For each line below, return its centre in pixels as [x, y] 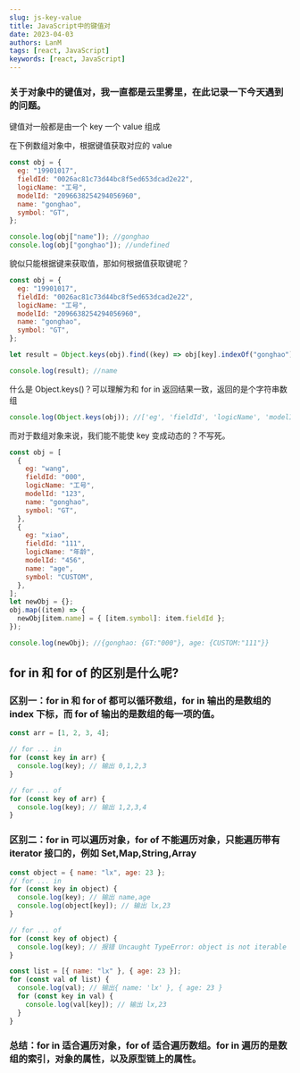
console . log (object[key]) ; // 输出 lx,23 [94, 906]
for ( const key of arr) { [57, 798]
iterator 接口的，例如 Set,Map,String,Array [103, 853]
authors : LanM [36, 42]
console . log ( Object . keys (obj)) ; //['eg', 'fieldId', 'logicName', [135, 417]
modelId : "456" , [56, 561]
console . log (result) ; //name [63, 371]
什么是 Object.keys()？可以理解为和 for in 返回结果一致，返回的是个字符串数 [149, 389]
